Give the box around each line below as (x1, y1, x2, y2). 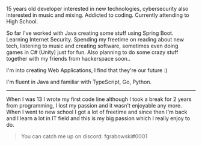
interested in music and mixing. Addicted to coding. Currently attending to (6, 11, 189, 19)
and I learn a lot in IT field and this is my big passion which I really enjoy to (6, 115, 191, 122)
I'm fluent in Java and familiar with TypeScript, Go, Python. (6, 78, 152, 85)
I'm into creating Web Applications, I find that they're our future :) (6, 67, 168, 74)
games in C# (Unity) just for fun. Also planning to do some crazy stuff (6, 49, 179, 56)
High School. (6, 18, 38, 25)
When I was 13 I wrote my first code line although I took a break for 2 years (6, 96, 192, 103)
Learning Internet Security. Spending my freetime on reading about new (6, 36, 185, 43)
